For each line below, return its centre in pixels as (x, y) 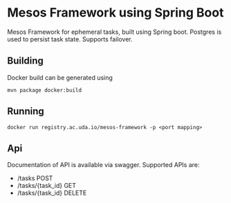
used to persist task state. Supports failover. (70, 39)
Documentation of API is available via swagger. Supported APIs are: (103, 165)
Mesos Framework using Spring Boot (115, 13)
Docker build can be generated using (60, 77)
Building (25, 61)
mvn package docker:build (44, 90)
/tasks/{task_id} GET (47, 186)
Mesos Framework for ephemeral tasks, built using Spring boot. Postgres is (114, 32)
